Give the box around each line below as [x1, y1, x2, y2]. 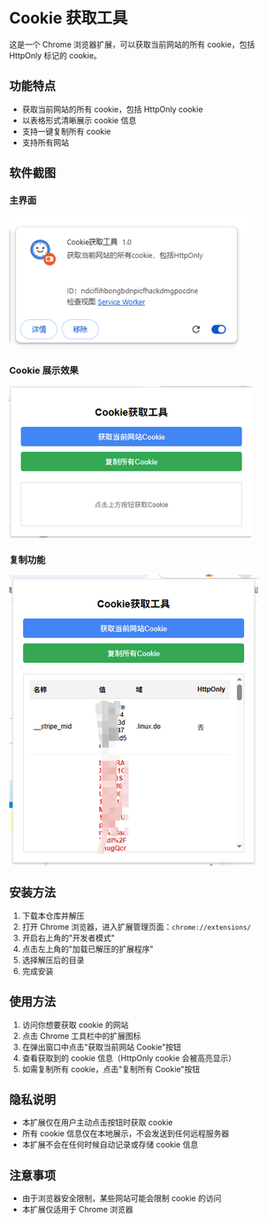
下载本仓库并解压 [21, 910, 85, 921]
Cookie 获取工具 [9, 8, 128, 28]
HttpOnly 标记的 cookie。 [9, 50, 102, 60]
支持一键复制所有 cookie [21, 126, 111, 136]
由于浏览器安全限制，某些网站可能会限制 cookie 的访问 [21, 1193, 222, 1204]
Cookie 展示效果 [9, 364, 80, 377]
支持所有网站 [21, 136, 69, 147]
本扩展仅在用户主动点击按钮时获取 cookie [21, 1118, 173, 1128]
